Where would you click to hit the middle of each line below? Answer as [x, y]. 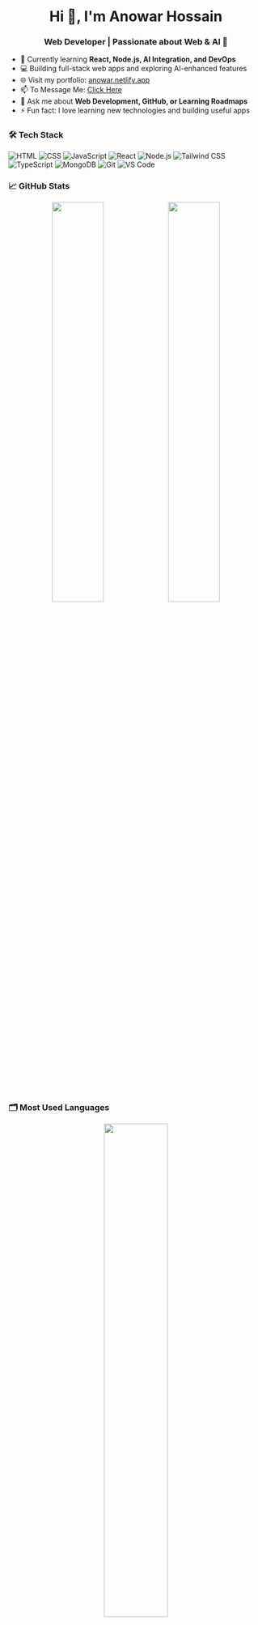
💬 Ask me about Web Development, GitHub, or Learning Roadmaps [134, 101]
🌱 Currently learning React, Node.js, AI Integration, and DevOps [128, 59]
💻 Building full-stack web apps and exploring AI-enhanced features [133, 69]
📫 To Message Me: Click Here [71, 90]
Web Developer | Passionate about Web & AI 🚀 [136, 42]
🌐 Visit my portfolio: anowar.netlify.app [85, 80]
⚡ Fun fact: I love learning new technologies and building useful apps [135, 111]
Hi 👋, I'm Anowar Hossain [136, 17]
